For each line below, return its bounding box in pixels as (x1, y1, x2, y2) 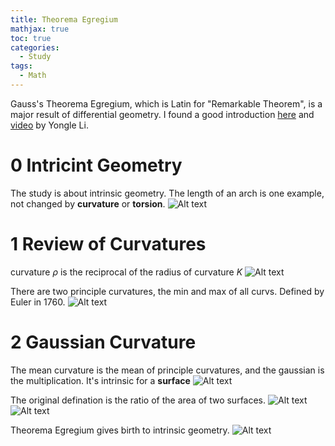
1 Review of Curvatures (10, 233, 207, 255)
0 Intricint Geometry (10, 154, 183, 177)
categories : (10, 42, 60, 53)
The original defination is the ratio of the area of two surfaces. (10, 394, 267, 406)
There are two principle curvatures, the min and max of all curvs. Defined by (10, 285, 325, 297)
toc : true (10, 33, 52, 43)
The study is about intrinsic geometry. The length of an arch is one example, (10, 187, 325, 199)
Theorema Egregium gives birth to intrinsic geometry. (10, 424, 230, 436)
